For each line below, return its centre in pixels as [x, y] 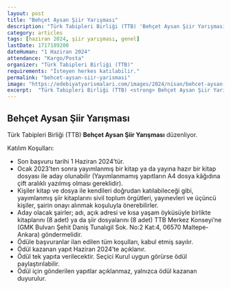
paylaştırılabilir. [38, 264]
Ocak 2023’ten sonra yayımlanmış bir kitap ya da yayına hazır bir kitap [117, 169]
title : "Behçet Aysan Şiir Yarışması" [63, 20]
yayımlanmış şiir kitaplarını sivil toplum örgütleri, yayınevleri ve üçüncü [117, 197]
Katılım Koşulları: [31, 148]
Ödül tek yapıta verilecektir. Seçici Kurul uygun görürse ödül [102, 256]
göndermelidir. [62, 234]
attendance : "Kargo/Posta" [46, 58]
